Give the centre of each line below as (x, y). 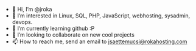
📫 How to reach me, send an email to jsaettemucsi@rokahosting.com (100, 41)
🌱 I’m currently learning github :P (53, 28)
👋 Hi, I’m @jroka (32, 9)
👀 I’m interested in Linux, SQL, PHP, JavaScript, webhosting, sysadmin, (101, 16)
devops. (22, 22)
